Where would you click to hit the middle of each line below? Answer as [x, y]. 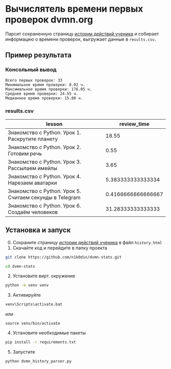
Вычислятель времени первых [74, 9]
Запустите [24, 352]
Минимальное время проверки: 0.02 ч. [45, 84]
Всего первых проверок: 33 [34, 80]
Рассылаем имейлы [33, 168]
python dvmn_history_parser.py [38, 361]
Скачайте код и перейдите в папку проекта [60, 248]
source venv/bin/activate [33, 324]
